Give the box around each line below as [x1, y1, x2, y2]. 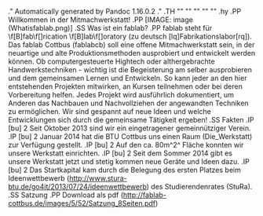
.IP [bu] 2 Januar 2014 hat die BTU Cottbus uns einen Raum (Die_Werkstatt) [8, 132, 253, 141]
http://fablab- [122, 190, 167, 200]
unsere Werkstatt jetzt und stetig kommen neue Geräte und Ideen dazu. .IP [8, 157, 250, 166]
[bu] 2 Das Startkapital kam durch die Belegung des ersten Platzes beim [8, 165, 241, 174]
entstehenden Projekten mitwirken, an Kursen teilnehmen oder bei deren [8, 82, 243, 91]
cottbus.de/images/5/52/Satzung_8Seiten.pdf [8, 199, 156, 207]
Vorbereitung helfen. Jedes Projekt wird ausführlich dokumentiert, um [8, 90, 234, 99]
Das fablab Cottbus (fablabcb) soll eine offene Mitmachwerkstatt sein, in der [8, 40, 255, 49]
